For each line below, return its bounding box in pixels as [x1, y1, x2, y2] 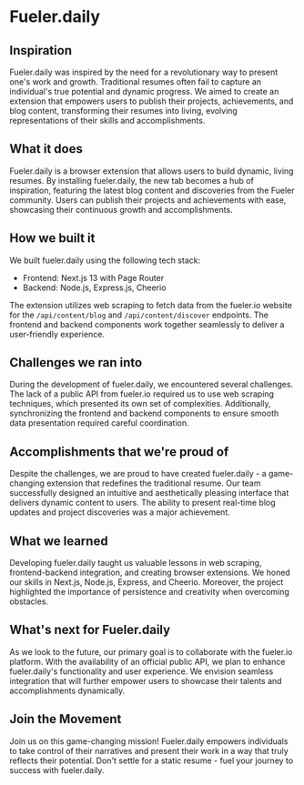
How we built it [9, 230, 96, 247]
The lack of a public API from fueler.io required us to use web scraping [9, 388, 275, 399]
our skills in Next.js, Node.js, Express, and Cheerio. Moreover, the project [9, 577, 284, 588]
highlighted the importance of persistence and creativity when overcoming [9, 587, 289, 598]
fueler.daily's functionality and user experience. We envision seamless [9, 666, 274, 677]
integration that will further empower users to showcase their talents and [9, 675, 282, 686]
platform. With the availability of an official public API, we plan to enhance [9, 656, 286, 667]
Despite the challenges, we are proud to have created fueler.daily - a [9, 468, 267, 479]
